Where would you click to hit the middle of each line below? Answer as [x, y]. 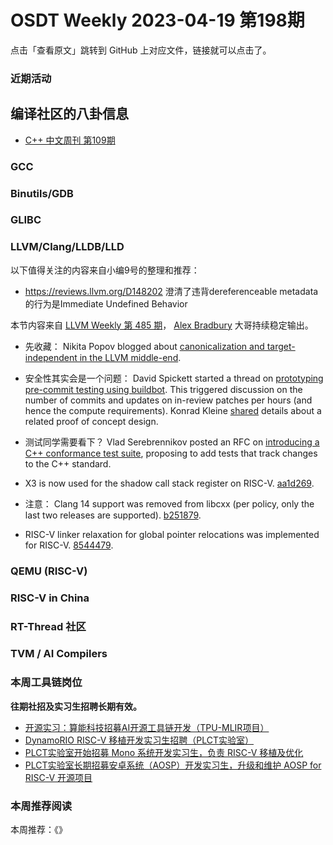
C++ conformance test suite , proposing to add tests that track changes [171, 453]
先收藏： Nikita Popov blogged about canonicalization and [144, 346]
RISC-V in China [50, 598]
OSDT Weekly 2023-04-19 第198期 [157, 20]
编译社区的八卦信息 [69, 114]
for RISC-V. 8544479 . [69, 545]
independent [51, 357]
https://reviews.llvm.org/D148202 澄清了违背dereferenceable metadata [171, 291]
